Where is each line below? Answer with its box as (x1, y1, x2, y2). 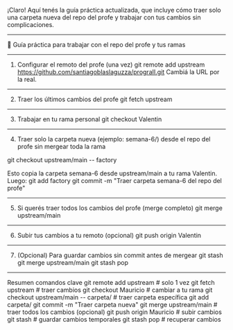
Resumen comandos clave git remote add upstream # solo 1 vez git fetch (7, 279, 215, 286)
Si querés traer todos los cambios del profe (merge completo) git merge (17, 204, 223, 212)
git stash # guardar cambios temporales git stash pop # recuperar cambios (7, 315, 221, 323)
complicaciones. (7, 21, 54, 28)
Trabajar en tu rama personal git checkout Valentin (17, 115, 162, 123)
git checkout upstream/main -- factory (7, 156, 117, 164)
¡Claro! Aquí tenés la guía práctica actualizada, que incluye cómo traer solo (7, 6, 221, 14)
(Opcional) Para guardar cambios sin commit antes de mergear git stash (17, 251, 223, 259)
